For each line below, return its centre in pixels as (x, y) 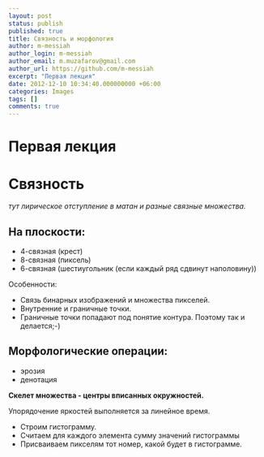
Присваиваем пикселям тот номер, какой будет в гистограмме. (131, 444)
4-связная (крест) (51, 252)
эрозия (32, 371)
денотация (38, 379)
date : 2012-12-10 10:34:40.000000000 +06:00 (85, 84)
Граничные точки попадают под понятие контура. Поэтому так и (132, 317)
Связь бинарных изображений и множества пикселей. (115, 300)
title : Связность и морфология (61, 39)
